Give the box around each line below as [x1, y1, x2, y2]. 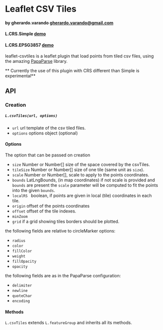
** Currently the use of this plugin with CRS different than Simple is [5, 67, 140, 74]
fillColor [12, 249, 33, 254]
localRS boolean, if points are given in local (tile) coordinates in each [12, 193, 152, 198]
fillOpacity [12, 259, 36, 264]
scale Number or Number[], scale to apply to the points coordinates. [12, 172, 149, 178]
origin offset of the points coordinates [12, 203, 90, 209]
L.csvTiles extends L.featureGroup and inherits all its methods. [5, 320, 132, 326]
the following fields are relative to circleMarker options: [5, 228, 116, 234]
